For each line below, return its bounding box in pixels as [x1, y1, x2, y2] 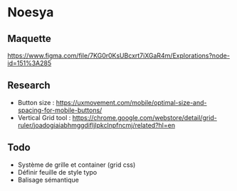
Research [7, 80, 51, 92]
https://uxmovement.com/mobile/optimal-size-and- [56, 98, 208, 107]
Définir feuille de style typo [17, 168, 98, 176]
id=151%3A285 [7, 59, 52, 67]
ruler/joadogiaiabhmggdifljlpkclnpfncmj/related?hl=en [17, 121, 176, 129]
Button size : [17, 98, 55, 107]
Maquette [7, 33, 52, 45]
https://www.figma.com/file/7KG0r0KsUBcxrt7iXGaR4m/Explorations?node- [7, 51, 230, 60]
